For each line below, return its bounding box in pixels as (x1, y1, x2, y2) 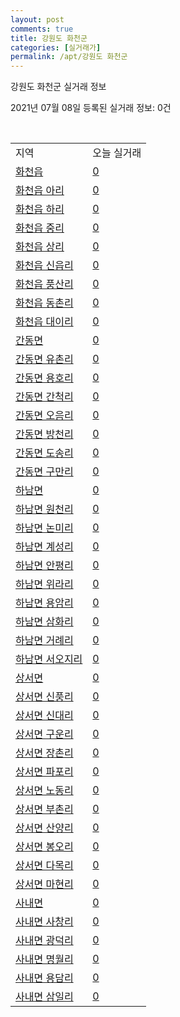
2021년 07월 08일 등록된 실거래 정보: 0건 (10, 102, 172, 114)
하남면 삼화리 (15, 615, 74, 629)
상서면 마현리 (15, 877, 74, 891)
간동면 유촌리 (15, 352, 74, 366)
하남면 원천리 (15, 502, 74, 516)
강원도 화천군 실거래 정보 (10, 81, 107, 93)
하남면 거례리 (15, 634, 74, 648)
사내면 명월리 (15, 952, 74, 966)
